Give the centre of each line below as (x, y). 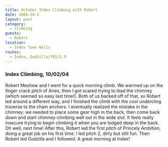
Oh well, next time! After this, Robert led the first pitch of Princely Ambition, (83, 128)
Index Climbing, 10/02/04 (37, 75)
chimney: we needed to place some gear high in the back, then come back (82, 112)
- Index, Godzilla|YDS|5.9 (38, 57)
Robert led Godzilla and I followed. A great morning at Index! (68, 138)
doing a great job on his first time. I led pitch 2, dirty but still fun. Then (77, 133)
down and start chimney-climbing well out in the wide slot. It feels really (79, 117)
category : (16, 24)
